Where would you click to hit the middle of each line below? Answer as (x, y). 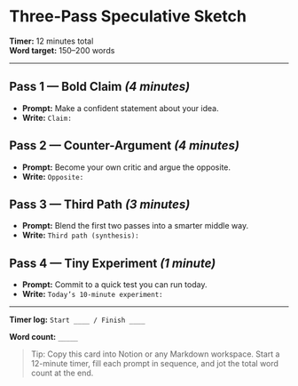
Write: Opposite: (53, 176)
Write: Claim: (47, 117)
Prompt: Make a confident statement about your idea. (120, 108)
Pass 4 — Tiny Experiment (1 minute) (113, 263)
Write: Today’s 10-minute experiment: (92, 294)
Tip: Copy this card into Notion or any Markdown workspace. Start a (155, 354)
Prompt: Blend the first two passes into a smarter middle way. (135, 226)
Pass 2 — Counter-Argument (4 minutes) (124, 145)
